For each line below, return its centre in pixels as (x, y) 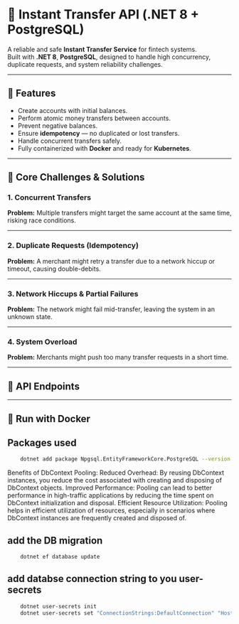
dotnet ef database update (60, 557)
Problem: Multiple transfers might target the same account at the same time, (119, 213)
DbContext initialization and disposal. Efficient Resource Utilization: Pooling (117, 503)
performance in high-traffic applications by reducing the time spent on (111, 495)
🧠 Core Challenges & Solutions (76, 177)
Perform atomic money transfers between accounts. (94, 118)
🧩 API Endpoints (44, 386)
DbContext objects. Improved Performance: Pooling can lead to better (110, 488)
